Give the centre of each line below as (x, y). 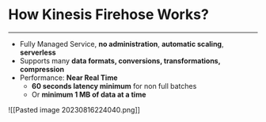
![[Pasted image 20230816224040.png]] (74, 109)
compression (42, 69)
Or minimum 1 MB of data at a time (89, 94)
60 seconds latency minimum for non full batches (114, 86)
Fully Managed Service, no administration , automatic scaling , (122, 44)
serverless (38, 52)
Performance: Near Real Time (68, 78)
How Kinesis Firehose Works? (109, 15)
